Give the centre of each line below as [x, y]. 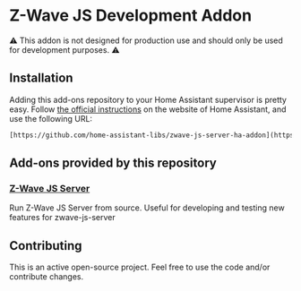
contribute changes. [47, 277]
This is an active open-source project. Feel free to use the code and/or [140, 267]
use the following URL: [51, 118]
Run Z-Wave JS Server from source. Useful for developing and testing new [147, 208]
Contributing [46, 246]
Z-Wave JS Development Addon [131, 16]
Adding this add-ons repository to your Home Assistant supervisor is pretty [148, 99]
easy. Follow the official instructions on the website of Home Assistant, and [148, 109]
